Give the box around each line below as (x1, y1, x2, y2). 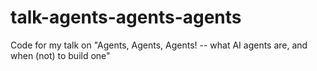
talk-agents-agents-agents (10, 6, 242, 29)
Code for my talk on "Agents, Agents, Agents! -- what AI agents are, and (10, 39, 308, 51)
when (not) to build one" (10, 49, 111, 61)
